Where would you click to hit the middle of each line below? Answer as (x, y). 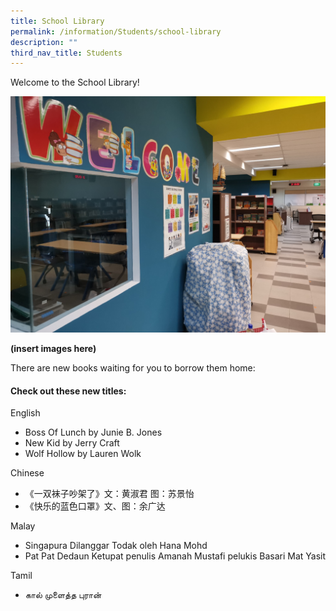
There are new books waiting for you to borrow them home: (133, 368)
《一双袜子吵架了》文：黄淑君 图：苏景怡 (109, 494)
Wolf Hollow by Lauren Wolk (83, 454)
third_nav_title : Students (66, 53)
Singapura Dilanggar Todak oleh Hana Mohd (116, 546)
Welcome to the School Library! (75, 82)
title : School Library (57, 21)
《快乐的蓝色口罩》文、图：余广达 (95, 506)
